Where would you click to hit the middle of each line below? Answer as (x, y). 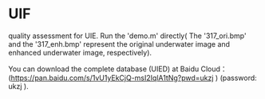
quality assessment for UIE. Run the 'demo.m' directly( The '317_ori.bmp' (127, 36)
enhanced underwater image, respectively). (80, 52)
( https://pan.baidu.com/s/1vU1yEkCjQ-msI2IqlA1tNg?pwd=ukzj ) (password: (132, 78)
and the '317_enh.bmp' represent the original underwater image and (119, 44)
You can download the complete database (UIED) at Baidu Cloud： (118, 69)
